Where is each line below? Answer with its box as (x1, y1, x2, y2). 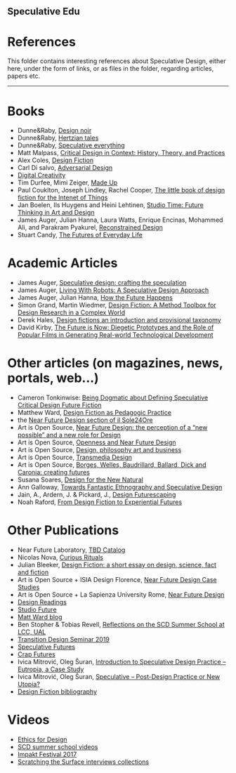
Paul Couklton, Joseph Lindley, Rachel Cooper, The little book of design (17, 186, 225, 194)
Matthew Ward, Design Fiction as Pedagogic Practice (17, 409, 172, 417)
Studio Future (17, 605, 58, 614)
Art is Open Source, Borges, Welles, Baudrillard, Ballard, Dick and (17, 461, 206, 469)
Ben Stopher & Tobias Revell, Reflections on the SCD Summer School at (17, 621, 225, 629)
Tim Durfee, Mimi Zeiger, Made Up (17, 178, 118, 187)
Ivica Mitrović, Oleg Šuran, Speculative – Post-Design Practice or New (17, 673, 220, 681)
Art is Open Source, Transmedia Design (17, 453, 132, 462)
